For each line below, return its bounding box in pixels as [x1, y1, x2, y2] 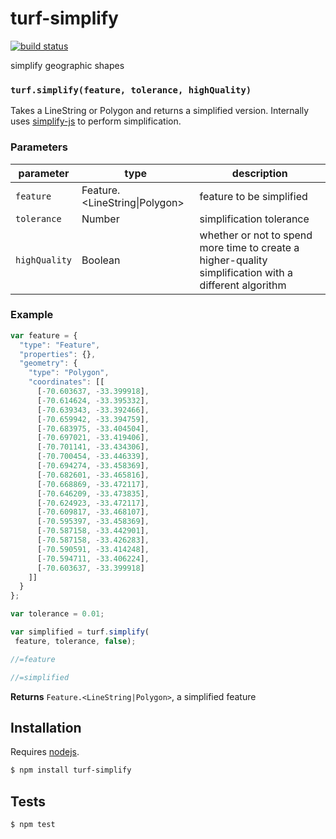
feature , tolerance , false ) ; [14, 636, 137, 646]
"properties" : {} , [19, 349, 97, 359]
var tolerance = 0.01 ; [10, 609, 105, 619]
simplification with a [199, 265, 293, 279]
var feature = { [10, 330, 78, 341]
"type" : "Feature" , [19, 340, 101, 350]
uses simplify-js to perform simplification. [10, 115, 182, 127]
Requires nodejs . [10, 746, 80, 758]
